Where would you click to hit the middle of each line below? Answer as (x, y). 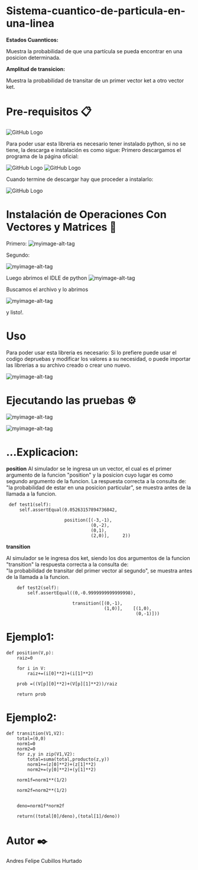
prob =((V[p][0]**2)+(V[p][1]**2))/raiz (67, 684)
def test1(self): (30, 504)
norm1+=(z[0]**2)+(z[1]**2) (62, 764)
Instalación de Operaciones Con (86, 215)
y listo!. (15, 312)
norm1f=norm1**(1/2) (42, 780)
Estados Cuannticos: (33, 40)
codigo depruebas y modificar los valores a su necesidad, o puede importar (98, 358)
